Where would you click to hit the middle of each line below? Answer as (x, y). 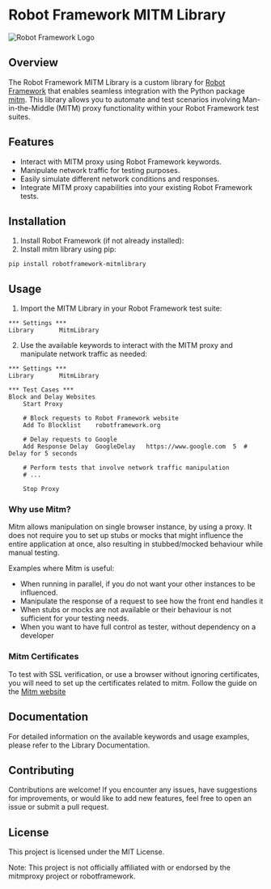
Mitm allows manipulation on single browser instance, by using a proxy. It (130, 527)
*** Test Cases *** (41, 390)
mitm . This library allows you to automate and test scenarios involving (125, 99)
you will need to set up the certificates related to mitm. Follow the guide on (133, 683)
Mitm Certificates (44, 657)
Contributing (41, 770)
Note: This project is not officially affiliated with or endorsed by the (119, 868)
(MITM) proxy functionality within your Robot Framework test (158, 108)
